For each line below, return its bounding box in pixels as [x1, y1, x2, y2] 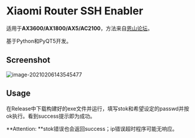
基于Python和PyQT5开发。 [6, 37, 72, 44]
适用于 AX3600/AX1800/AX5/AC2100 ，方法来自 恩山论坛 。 [6, 24, 153, 32]
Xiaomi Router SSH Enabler [6, 4, 144, 18]
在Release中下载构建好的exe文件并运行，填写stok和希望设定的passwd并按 [6, 105, 190, 112]
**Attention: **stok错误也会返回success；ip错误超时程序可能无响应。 [6, 125, 178, 132]
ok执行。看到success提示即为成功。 [6, 112, 95, 119]
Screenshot [6, 55, 51, 65]
